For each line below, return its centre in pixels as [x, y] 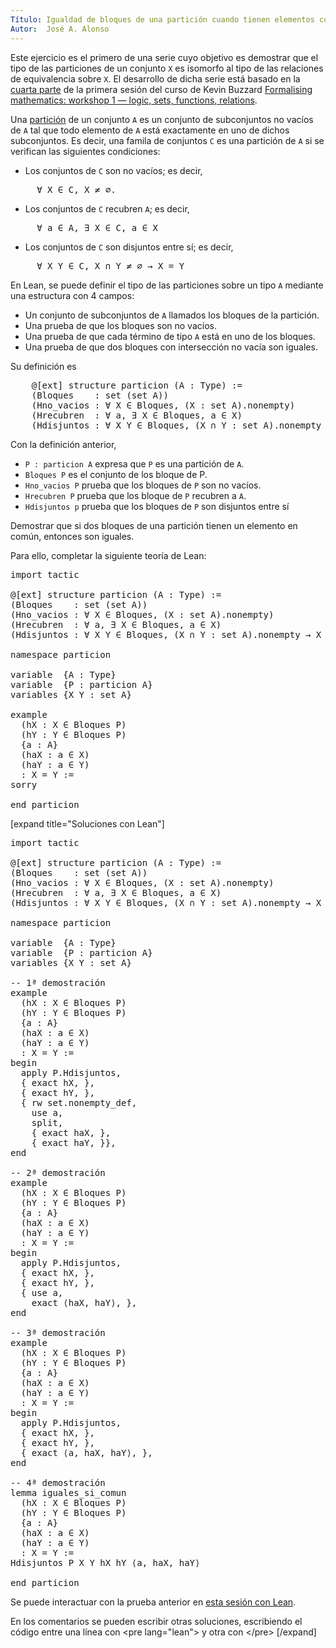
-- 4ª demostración [58, 1482]
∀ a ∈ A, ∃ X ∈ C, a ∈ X [97, 227]
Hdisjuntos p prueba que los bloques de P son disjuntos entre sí [157, 506]
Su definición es [43, 366]
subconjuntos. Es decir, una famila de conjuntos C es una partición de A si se [167, 140]
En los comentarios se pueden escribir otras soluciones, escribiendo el [156, 1621]
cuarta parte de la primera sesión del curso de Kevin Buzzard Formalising [161, 89]
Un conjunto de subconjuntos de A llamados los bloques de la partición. [172, 315]
